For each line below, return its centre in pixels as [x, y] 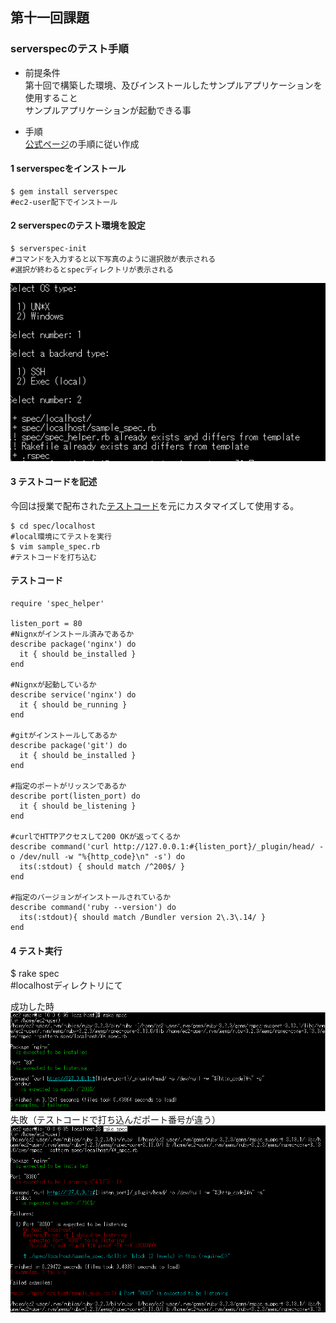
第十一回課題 [50, 18]
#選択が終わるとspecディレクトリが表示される [92, 270]
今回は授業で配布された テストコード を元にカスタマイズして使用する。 [155, 505]
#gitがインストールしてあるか [64, 735]
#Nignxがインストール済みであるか [72, 634]
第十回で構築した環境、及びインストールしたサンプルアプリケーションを [173, 85]
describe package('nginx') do [73, 644]
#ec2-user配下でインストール [64, 202]
